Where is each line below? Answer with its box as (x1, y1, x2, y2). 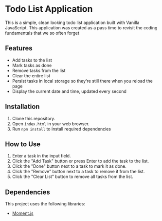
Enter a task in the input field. (12, 153, 71, 159)
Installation (5, 103, 40, 111)
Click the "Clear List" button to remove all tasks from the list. (12, 174, 134, 179)
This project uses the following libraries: (5, 201, 85, 207)
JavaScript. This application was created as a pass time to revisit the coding (5, 24, 158, 30)
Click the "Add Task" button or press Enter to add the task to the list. (12, 158, 149, 164)
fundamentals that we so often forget (5, 30, 79, 36)
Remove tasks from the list (12, 67, 66, 73)
